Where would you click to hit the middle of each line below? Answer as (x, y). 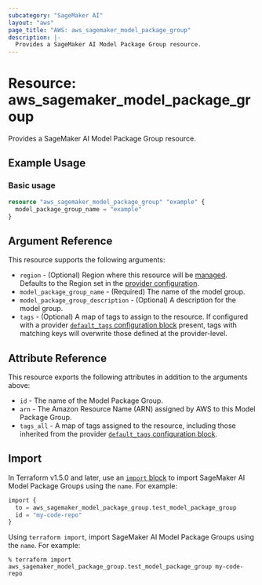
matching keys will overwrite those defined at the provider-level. (123, 334)
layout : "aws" (31, 23)
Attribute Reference (58, 358)
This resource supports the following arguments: (87, 260)
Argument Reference (60, 241)
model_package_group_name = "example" (79, 209)
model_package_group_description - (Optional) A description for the (128, 300)
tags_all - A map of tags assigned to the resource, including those (128, 426)
